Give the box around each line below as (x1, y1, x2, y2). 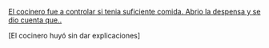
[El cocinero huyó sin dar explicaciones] (8, 31, 141, 40)
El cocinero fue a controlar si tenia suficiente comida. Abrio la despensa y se (8, 7, 261, 16)
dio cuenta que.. (8, 15, 62, 25)
